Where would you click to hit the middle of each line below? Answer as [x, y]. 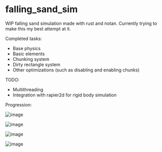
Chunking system [31, 59]
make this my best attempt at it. [38, 28]
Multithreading [28, 89]
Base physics [26, 48]
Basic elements [28, 54]
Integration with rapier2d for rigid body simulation [64, 95]
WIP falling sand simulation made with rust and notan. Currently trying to [81, 23]
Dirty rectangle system [37, 64]
